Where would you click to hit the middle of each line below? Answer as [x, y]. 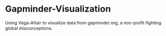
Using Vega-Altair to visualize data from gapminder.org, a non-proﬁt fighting [83, 22]
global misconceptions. [29, 28]
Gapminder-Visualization [58, 9]
